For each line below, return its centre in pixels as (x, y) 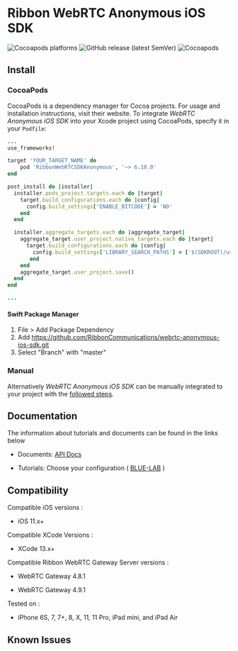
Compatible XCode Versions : (50, 535)
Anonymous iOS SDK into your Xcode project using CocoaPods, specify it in (118, 121)
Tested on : (24, 603)
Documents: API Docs (50, 455)
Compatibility (38, 490)
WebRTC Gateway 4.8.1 (52, 577)
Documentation (42, 416)
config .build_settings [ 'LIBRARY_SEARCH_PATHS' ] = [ (111, 252)
